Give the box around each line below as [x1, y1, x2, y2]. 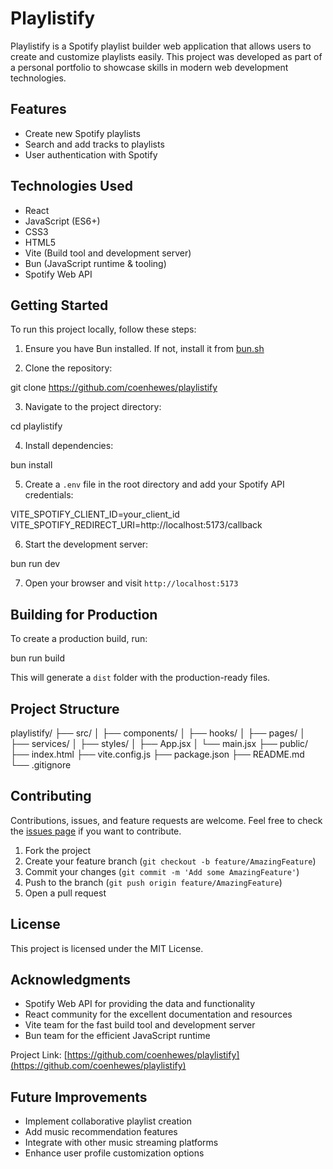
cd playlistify [10, 420, 63, 432]
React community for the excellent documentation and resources [24, 1008, 293, 1021]
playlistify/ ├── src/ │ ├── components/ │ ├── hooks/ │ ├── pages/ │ [10, 727, 306, 739]
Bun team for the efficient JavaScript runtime [24, 1030, 211, 1042]
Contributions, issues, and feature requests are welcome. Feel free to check [10, 814, 323, 826]
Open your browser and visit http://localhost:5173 [24, 577, 239, 589]
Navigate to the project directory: [24, 401, 162, 413]
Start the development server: [24, 538, 149, 551]
